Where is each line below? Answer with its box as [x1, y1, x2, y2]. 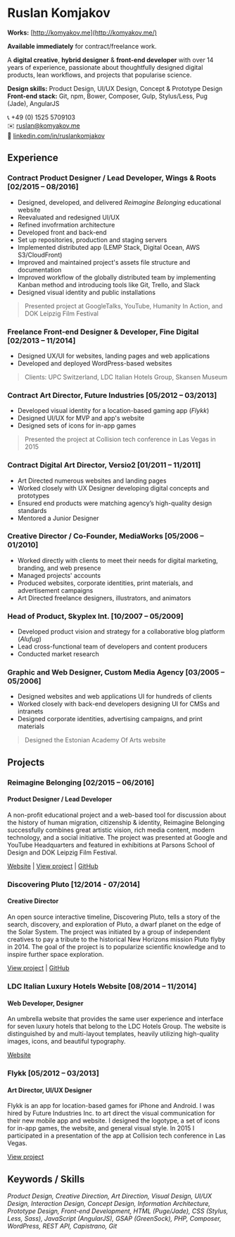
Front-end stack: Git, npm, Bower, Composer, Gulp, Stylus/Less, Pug [7, 92, 208, 100]
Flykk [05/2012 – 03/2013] [7, 1068, 100, 1078]
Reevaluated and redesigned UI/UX [17, 213, 120, 222]
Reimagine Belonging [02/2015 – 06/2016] [7, 778, 155, 788]
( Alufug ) [17, 635, 42, 644]
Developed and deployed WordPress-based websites [17, 358, 172, 368]
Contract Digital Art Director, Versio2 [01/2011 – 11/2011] [7, 460, 201, 470]
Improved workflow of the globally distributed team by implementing [17, 273, 216, 282]
